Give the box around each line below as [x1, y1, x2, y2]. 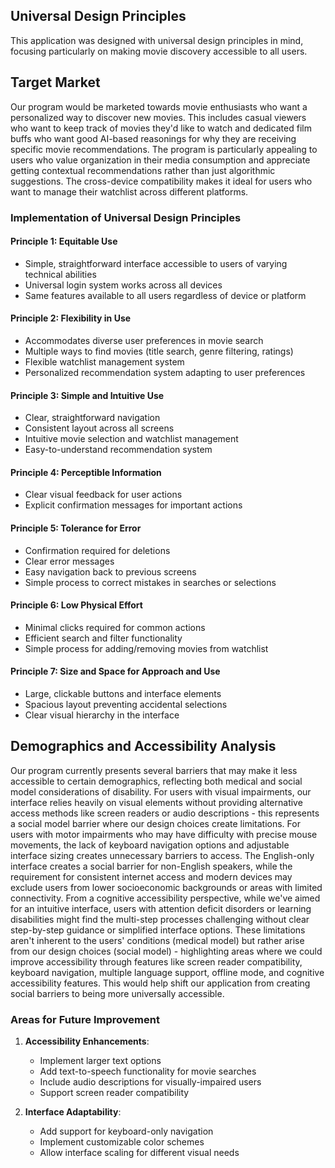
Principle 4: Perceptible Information [10, 466, 162, 478]
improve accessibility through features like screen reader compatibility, [10, 955, 303, 968]
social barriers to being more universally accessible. [10, 987, 225, 999]
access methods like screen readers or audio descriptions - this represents [10, 807, 320, 819]
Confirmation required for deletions [24, 544, 171, 556]
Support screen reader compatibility [39, 1087, 190, 1099]
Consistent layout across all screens [24, 422, 175, 434]
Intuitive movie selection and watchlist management [24, 433, 239, 445]
